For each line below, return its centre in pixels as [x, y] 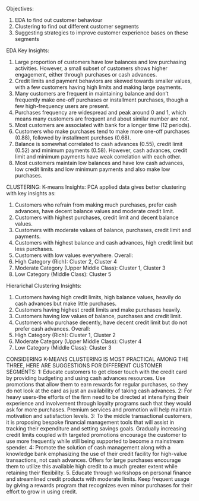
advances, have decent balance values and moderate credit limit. [94, 211]
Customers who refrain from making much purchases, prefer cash [96, 205]
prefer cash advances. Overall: [52, 329]
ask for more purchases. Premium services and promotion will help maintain [99, 410]
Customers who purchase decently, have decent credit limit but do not [101, 322]
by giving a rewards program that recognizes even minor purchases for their [99, 485]
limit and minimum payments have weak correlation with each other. [98, 156]
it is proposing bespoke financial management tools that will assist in [90, 422]
